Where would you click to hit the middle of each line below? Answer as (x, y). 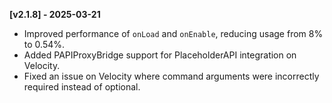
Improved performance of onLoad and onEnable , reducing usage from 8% (173, 33)
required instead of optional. (82, 87)
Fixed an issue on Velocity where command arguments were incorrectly (171, 76)
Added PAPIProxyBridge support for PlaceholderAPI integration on (160, 55)
